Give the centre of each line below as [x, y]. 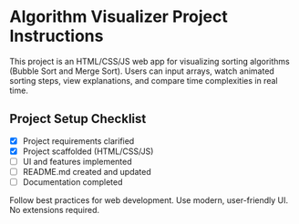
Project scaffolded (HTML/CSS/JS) [88, 151]
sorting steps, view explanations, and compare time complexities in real [144, 80]
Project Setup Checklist [78, 119]
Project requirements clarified [78, 141]
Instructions [57, 36]
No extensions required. [55, 210]
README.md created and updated [87, 171]
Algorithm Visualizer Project [119, 17]
